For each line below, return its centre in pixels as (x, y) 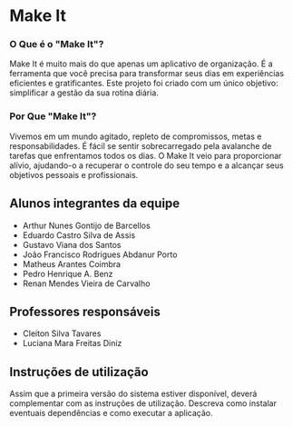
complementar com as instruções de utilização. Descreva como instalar (143, 403)
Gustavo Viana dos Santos (72, 244)
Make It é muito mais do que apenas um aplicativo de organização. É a (141, 64)
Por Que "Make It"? (53, 116)
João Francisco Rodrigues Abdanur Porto (100, 254)
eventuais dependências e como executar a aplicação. (111, 413)
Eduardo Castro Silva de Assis (79, 235)
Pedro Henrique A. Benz (68, 273)
